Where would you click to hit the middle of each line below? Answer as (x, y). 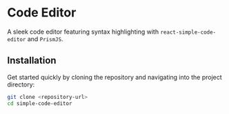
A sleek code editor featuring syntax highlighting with (83, 32)
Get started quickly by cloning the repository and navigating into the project (114, 77)
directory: (21, 84)
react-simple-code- (188, 32)
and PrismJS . (45, 38)
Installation (32, 61)
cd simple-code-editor (40, 103)
